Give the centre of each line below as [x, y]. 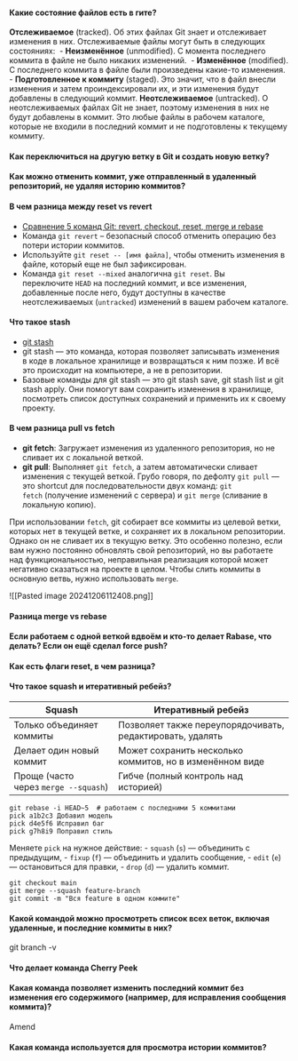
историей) [141, 786]
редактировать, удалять [171, 736]
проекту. [39, 408]
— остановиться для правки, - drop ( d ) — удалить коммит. [119, 866]
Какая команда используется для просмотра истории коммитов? [138, 1047]
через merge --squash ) [61, 786]
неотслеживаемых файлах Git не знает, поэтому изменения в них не [139, 108]
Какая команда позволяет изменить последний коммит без [126, 988]
